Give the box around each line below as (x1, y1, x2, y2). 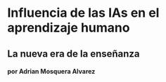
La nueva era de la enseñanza (7, 48, 140, 60)
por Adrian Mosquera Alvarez (7, 67, 96, 76)
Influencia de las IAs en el (7, 5, 160, 21)
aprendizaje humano (7, 20, 130, 36)
